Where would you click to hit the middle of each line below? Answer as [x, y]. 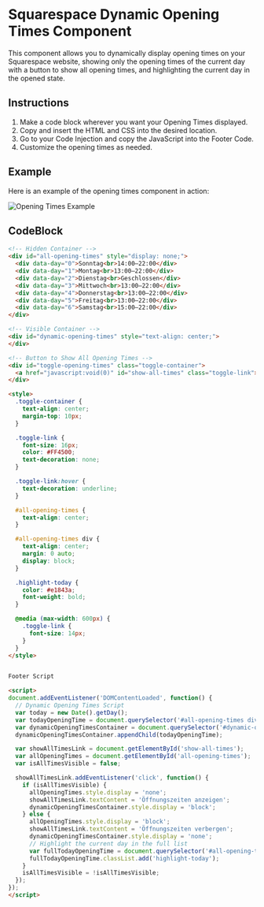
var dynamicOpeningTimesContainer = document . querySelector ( [117, 727]
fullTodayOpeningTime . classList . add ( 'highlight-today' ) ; [124, 858]
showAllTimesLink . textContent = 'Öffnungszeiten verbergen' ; [131, 829]
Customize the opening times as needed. [86, 147]
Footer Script [31, 677]
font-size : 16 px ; [51, 445]
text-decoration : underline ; [70, 489]
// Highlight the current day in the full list [108, 844]
